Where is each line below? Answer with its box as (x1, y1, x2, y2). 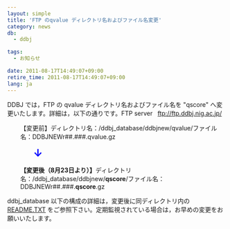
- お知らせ (13, 55, 40, 62)
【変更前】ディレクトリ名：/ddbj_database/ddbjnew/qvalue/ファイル (20, 124, 218, 132)
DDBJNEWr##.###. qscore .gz (20, 182, 105, 191)
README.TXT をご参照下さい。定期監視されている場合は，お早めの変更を (7, 205, 218, 214)
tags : (7, 49, 23, 56)
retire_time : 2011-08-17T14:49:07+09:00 (7, 74, 126, 80)
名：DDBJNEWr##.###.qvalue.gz (20, 133, 116, 141)
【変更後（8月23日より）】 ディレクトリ (20, 166, 132, 174)
